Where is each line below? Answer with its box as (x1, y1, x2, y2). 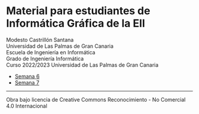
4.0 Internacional (6, 102, 47, 109)
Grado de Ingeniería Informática (6, 55, 84, 62)
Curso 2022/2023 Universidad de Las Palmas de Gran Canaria (6, 61, 159, 69)
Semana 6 (14, 73, 40, 80)
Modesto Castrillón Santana (6, 36, 74, 43)
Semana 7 (14, 79, 40, 86)
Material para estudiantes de (6, 4, 150, 18)
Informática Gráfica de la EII (6, 17, 145, 30)
